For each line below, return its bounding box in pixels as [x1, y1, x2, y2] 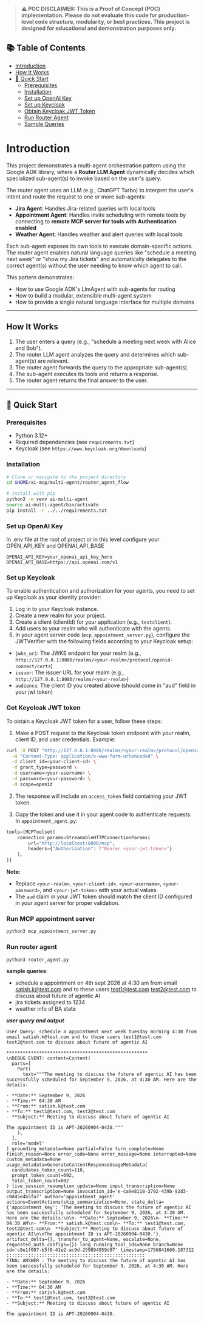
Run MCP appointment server [6, 914, 96, 923]
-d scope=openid [12, 781, 53, 787]
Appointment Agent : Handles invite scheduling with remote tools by [15, 211, 186, 218]
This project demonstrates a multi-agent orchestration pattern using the [6, 161, 186, 169]
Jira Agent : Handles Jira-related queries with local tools [15, 204, 156, 212]
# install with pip [6, 490, 56, 497]
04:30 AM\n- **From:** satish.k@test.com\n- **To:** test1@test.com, [6, 1220, 186, 1227]
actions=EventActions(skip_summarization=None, [6, 1199, 129, 1206]
